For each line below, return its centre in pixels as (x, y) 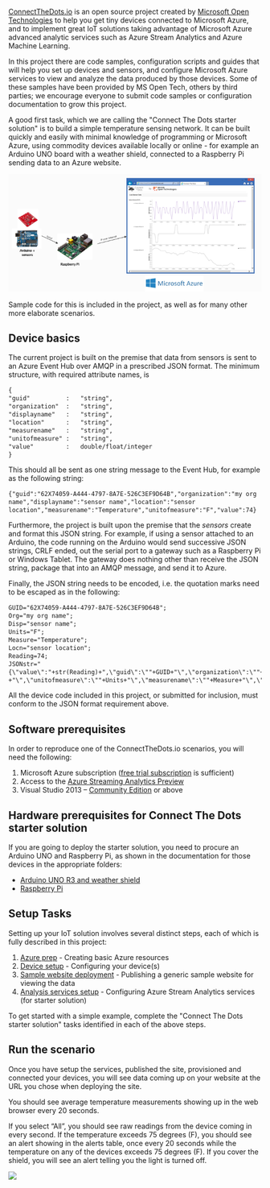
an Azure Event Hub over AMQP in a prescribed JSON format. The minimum (134, 366)
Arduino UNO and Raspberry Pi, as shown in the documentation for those (129, 856)
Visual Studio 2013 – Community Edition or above (101, 790)
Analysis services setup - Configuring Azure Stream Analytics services (137, 991)
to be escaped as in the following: (64, 592)
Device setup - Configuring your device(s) (90, 966)
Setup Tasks (40, 914)
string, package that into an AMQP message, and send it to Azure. (118, 568)
